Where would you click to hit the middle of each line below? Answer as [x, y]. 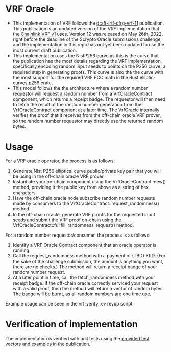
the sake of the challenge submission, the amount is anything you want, [88, 261]
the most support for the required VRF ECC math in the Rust [76, 77]
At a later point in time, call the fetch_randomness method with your [84, 277]
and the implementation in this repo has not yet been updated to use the [89, 44]
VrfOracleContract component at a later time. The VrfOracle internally [86, 110]
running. [21, 250]
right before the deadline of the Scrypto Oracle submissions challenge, [87, 39]
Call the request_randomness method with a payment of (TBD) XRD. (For [89, 255]
